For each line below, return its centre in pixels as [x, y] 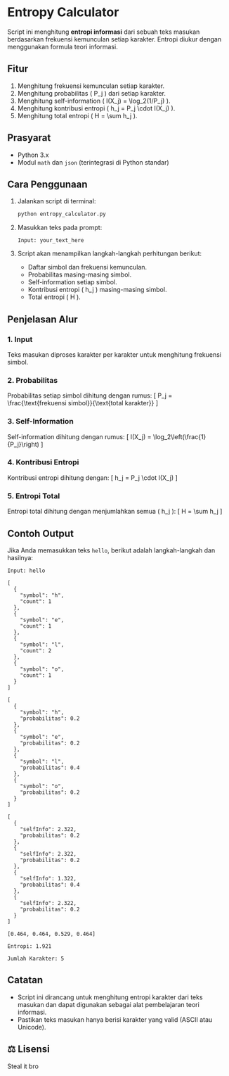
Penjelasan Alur [43, 319]
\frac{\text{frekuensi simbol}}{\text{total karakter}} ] [83, 403]
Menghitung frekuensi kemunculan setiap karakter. [91, 86]
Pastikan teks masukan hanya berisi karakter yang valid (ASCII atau [115, 1019]
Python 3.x [33, 155]
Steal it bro [23, 1066]
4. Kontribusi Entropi [43, 462]
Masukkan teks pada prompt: [60, 228]
